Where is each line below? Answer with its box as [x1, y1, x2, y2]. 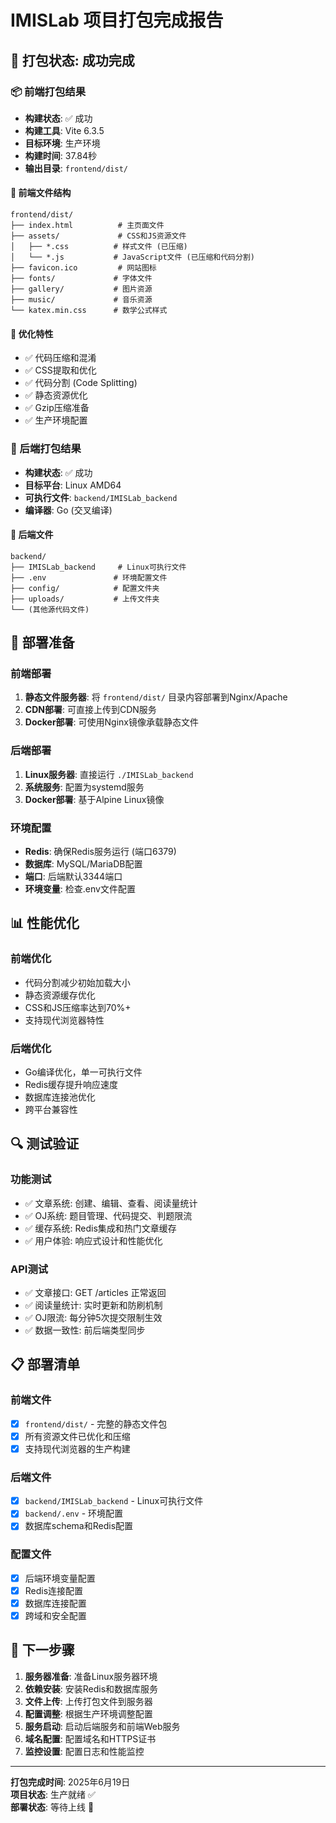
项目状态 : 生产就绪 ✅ [10, 1788, 96, 1800]
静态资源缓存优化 [24, 989, 96, 1001]
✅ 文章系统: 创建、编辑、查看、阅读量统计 [24, 1197, 198, 1209]
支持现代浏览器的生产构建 [24, 1442, 131, 1455]
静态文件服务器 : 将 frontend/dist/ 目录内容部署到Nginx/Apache [24, 691, 288, 703]
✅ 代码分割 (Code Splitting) [24, 377, 138, 389]
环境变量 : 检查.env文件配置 [24, 883, 136, 895]
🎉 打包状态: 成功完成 [10, 52, 135, 69]
